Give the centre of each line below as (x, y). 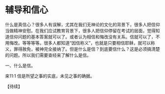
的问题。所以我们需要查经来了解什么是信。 (48, 55)
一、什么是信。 (20, 65)
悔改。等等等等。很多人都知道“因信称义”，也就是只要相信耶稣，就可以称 (82, 43)
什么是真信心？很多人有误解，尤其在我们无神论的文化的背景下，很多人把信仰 (82, 24)
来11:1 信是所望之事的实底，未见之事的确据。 (50, 76)
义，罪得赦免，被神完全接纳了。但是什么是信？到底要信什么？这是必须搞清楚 (82, 49)
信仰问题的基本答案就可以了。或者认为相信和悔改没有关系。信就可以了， (82, 37)
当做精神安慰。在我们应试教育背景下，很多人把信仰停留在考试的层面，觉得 (80, 30)
